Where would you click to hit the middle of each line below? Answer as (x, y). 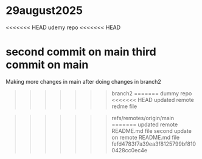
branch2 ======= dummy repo (152, 93)
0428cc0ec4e (129, 150)
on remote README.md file (146, 137)
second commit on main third (81, 52)
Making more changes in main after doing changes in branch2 (84, 81)
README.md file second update (152, 130)
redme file (124, 106)
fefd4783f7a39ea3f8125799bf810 (154, 144)
